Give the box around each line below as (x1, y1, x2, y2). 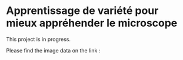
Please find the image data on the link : (6, 47, 101, 54)
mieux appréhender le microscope (6, 16, 178, 30)
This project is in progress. (6, 36, 71, 43)
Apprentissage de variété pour (6, 4, 159, 17)
